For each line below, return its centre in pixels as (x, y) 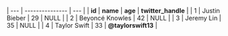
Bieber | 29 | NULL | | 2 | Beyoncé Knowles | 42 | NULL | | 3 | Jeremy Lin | (114, 18)
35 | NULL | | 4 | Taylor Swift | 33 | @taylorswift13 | (82, 25)
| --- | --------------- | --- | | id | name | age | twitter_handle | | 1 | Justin (113, 11)
